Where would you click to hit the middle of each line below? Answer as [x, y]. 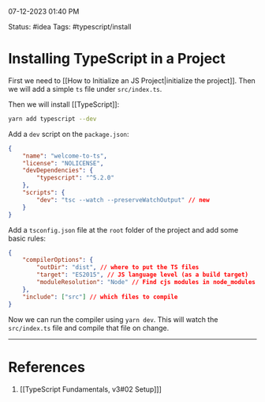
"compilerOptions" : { [58, 260]
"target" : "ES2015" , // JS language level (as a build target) [143, 275]
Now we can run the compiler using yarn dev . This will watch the [113, 319]
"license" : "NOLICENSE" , [63, 163]
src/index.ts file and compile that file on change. [89, 328]
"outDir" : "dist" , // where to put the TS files [118, 267]
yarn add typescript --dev [52, 119]
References [47, 367]
